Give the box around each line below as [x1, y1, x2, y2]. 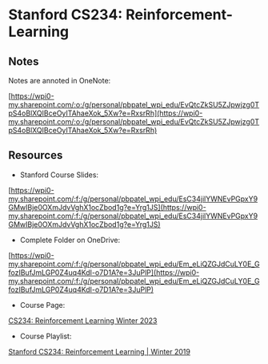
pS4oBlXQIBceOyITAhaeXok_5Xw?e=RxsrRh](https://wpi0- [8, 108, 203, 118]
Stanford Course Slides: [19, 170, 98, 180]
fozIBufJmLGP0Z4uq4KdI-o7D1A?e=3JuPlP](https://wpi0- [8, 267, 200, 277]
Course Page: [19, 300, 66, 309]
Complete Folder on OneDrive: [19, 235, 121, 245]
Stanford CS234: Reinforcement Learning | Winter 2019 [8, 346, 190, 356]
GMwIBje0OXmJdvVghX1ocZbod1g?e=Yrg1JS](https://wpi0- [8, 202, 206, 212]
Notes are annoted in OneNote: [8, 76, 111, 85]
